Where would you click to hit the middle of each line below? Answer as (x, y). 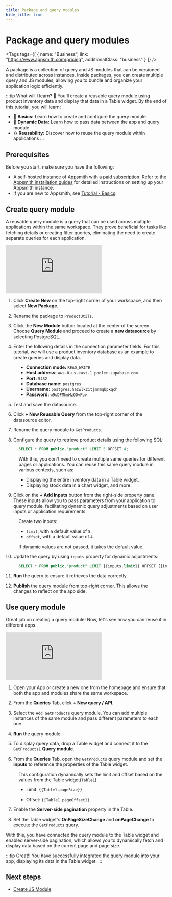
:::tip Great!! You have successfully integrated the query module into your (83, 856)
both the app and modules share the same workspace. (70, 693)
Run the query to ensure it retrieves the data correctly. (70, 576)
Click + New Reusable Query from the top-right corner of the (78, 414)
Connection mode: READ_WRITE (58, 367)
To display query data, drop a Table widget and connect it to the (80, 743)
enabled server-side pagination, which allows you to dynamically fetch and (84, 840)
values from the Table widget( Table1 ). (58, 780)
